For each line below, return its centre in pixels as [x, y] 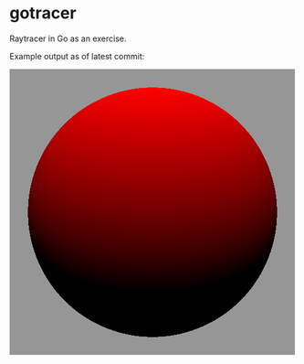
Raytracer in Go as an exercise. [68, 38]
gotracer [43, 13]
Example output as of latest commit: [77, 56]
